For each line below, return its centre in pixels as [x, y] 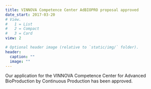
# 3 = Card [19, 33]
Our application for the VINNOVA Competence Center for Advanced [76, 76]
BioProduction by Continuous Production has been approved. [69, 81]
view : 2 [13, 38]
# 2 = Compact [22, 29]
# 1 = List [19, 24]
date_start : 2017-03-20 [30, 15]
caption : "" [22, 57]
